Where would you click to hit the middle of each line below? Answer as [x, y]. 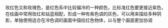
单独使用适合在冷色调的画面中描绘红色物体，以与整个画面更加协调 [83, 20]
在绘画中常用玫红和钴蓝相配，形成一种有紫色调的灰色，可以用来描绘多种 [81, 14]
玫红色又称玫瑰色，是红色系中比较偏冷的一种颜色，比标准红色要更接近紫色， [86, 7]
